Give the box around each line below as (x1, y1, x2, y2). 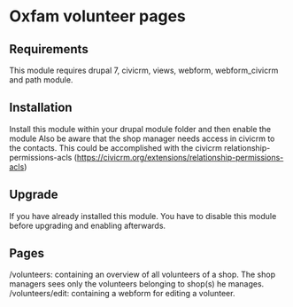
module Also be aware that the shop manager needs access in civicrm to (9, 133, 275, 144)
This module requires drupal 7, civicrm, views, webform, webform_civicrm (9, 65, 279, 75)
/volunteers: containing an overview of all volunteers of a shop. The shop (9, 269, 276, 280)
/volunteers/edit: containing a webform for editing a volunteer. (9, 288, 235, 299)
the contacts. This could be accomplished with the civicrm (9, 142, 223, 153)
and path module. (9, 75, 73, 85)
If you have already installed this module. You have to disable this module (9, 210, 277, 221)
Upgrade (9, 187, 59, 202)
